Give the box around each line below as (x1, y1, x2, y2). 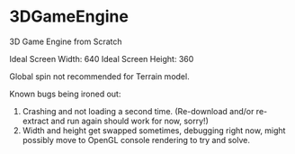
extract (22, 115, 49, 126)
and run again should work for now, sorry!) (50, 115, 209, 126)
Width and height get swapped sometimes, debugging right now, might (22, 124, 286, 136)
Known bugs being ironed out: (9, 88, 121, 99)
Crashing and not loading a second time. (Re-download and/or (22, 105, 255, 116)
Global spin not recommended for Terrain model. (9, 70, 191, 82)
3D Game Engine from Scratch (9, 36, 123, 47)
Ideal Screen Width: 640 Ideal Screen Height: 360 (9, 53, 194, 64)
